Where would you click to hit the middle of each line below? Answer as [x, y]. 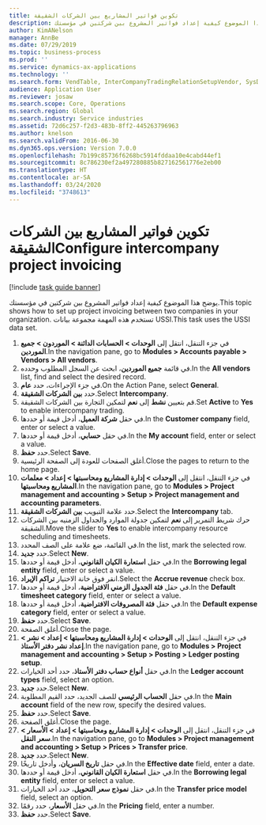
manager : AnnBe [34, 38]
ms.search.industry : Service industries [77, 119]
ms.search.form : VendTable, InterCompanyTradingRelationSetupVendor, [126, 82]
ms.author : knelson [41, 133]
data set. [23, 327]
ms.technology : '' [39, 74]
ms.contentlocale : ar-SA [50, 178]
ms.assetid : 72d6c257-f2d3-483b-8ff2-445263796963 [94, 126]
